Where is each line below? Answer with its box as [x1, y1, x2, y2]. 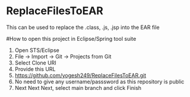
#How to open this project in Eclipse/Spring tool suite [6, 35, 137, 42]
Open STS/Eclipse [14, 46, 59, 54]
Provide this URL [14, 65, 56, 72]
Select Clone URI [14, 59, 56, 66]
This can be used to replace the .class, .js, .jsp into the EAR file [6, 24, 160, 31]
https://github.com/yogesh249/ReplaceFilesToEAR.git [14, 72, 147, 79]
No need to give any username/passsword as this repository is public [14, 78, 185, 85]
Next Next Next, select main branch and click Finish [14, 84, 141, 91]
